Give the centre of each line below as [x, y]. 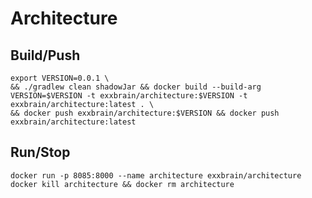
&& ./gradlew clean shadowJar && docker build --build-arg [136, 87]
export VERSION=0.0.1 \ [60, 78]
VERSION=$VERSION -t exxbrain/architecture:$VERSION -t [129, 96]
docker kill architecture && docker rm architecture [122, 184]
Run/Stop [40, 152]
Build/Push [45, 55]
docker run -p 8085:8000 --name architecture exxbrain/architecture [156, 175]
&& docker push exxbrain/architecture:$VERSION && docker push [145, 113]
